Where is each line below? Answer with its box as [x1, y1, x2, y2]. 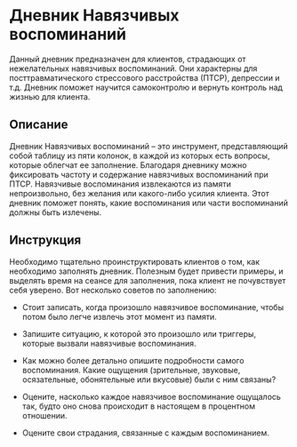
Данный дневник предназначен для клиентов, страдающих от [9, 53, 246, 64]
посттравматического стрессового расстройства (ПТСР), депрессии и [9, 72, 280, 83]
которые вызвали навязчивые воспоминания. [21, 338, 197, 348]
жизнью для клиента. [9, 91, 91, 102]
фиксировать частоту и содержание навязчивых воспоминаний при [9, 169, 269, 180]
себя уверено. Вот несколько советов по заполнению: [9, 284, 217, 295]
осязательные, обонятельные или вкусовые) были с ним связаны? [21, 374, 277, 385]
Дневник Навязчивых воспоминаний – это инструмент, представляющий [9, 140, 288, 151]
